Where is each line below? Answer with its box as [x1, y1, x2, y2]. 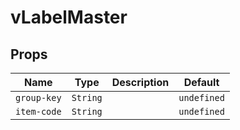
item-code [15, 106, 62, 117]
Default [183, 76, 220, 89]
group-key [15, 92, 62, 103]
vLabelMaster [10, 6, 128, 29]
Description [111, 76, 170, 89]
